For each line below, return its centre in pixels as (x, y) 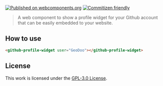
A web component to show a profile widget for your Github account (88, 17)
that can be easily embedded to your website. (65, 23)
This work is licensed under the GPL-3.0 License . (56, 78)
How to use (23, 38)
